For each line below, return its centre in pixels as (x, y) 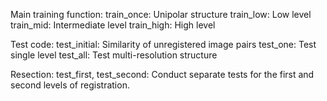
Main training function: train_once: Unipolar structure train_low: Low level (161, 14)
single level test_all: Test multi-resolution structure (114, 55)
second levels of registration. (70, 85)
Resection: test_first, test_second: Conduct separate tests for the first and (162, 74)
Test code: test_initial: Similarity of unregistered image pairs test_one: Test (163, 44)
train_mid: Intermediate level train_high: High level (113, 25)
